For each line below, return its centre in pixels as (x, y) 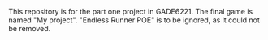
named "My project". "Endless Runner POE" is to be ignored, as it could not (134, 20)
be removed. (30, 28)
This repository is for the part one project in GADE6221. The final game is (131, 12)
